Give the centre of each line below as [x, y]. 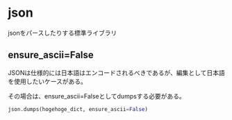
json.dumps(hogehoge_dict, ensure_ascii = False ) [78, 109]
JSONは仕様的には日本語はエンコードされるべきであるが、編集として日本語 [116, 72]
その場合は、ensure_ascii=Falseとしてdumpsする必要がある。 [97, 96]
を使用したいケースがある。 [48, 81]
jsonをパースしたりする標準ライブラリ [63, 33]
